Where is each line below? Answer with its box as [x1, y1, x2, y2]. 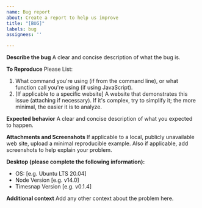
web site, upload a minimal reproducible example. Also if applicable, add [6, 140, 189, 147]
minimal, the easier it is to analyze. [15, 103, 103, 110]
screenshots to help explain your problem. [6, 146, 112, 154]
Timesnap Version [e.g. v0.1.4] [15, 183, 92, 190]
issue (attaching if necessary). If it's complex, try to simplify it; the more [15, 97, 197, 104]
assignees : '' [6, 32, 43, 38]
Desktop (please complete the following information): [6, 158, 145, 165]
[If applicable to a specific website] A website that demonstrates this [15, 90, 188, 98]
